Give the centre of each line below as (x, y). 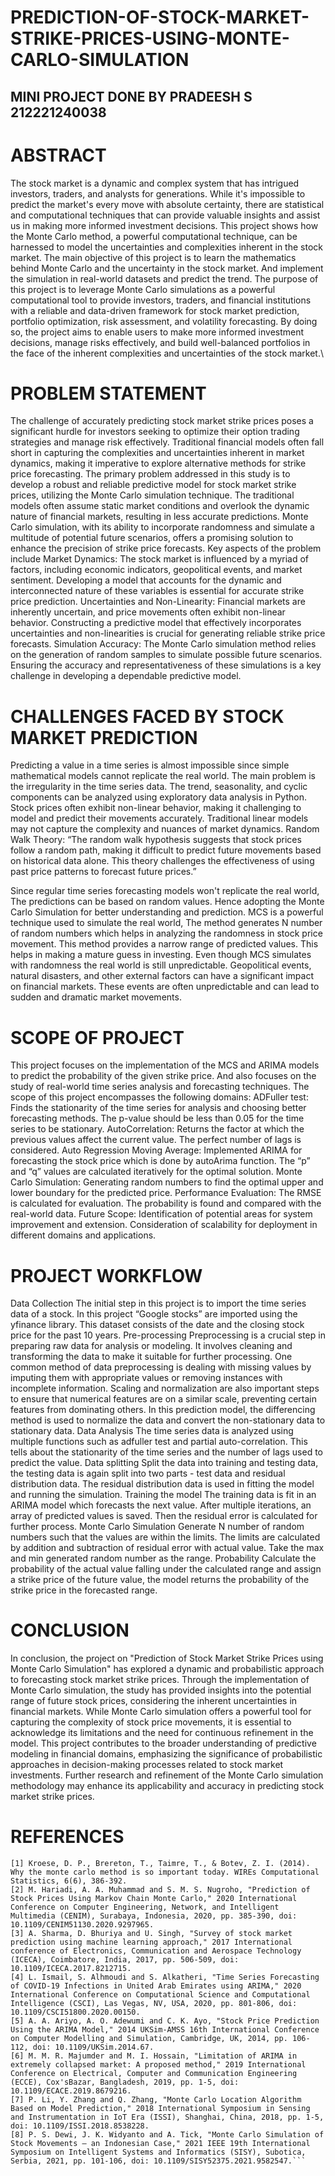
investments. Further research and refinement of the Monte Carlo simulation (167, 1775)
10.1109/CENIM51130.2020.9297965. (82, 1925)
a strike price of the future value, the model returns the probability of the (160, 1580)
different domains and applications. (83, 1235)
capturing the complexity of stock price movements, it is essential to (151, 1722)
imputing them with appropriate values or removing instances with (146, 1378)
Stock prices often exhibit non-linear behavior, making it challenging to (156, 808)
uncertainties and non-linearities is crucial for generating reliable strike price (168, 633)
